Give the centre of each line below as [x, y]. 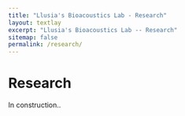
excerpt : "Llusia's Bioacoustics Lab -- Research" [93, 30]
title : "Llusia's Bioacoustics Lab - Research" [88, 15]
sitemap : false [33, 37]
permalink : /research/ [45, 45]
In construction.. [35, 105]
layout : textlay [35, 23]
